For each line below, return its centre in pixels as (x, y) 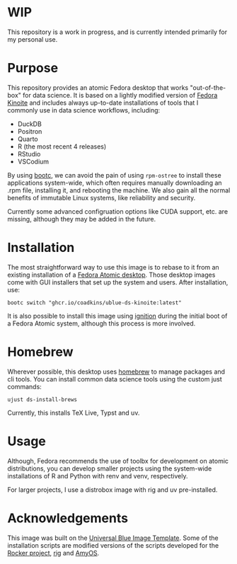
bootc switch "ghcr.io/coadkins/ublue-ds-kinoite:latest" (94, 303)
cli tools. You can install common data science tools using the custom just (115, 379)
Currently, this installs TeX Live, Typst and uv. (74, 413)
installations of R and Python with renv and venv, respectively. (98, 476)
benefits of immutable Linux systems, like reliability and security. (102, 197)
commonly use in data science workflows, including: (84, 110)
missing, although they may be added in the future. (82, 219)
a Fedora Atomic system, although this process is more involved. (102, 323)
